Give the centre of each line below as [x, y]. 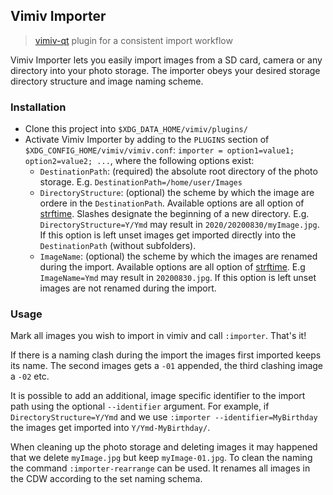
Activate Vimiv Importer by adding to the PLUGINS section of [147, 140]
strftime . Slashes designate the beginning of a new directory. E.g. [174, 214]
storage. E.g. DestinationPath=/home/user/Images [141, 182]
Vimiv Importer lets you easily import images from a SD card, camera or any [166, 60]
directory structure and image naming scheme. [107, 81]
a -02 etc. [30, 376]
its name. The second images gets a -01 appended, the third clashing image [167, 366]
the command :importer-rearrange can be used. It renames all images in [160, 468]
